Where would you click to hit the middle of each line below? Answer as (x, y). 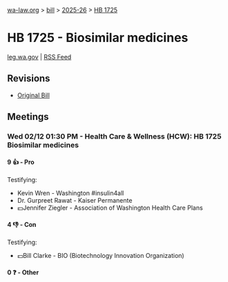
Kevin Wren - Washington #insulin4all (70, 193)
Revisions (29, 79)
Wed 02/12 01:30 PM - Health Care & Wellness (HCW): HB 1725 (114, 137)
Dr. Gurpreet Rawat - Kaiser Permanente (75, 201)
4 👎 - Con (22, 224)
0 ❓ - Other (23, 272)
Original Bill (34, 95)
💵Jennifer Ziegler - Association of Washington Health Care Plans (110, 208)
